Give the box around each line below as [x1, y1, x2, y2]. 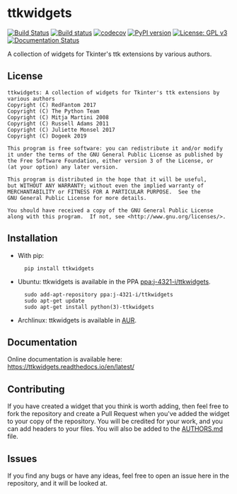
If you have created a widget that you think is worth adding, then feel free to [7, 402, 229, 410]
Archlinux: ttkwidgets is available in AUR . [17, 315, 137, 324]
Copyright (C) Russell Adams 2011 [7, 120, 110, 127]
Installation [7, 232, 58, 245]
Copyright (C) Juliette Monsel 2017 [7, 126, 115, 133]
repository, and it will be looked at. [7, 479, 108, 487]
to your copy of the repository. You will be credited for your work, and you [7, 417, 223, 426]
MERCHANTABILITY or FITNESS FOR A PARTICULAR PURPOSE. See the [7, 188, 201, 196]
